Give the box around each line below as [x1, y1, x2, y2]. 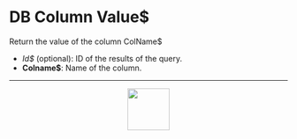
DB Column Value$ [9, 7, 150, 27]
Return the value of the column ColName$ [9, 36, 163, 47]
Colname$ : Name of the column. [21, 62, 142, 73]
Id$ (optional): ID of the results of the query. [21, 53, 183, 63]
